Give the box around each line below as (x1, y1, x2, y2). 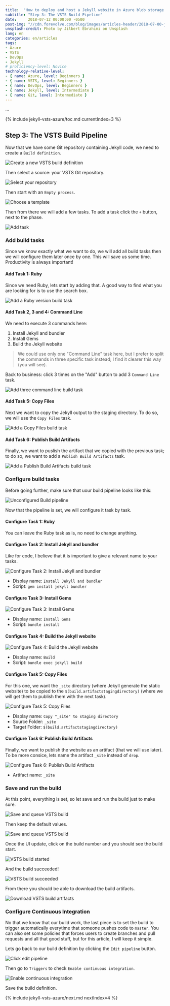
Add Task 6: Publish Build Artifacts (5, 436, 80, 443)
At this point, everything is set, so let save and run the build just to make (5, 796, 155, 802)
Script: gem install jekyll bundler (12, 583, 87, 589)
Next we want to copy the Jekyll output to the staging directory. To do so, (5, 410, 158, 416)
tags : (5, 41, 17, 46)
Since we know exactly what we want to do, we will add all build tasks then (5, 248, 161, 255)
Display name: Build (12, 654, 55, 661)
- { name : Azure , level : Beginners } (5, 74, 85, 79)
